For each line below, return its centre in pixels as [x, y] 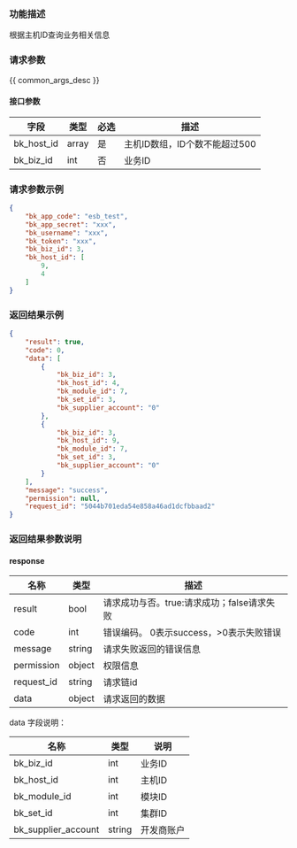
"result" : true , [55, 342]
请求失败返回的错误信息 [152, 650]
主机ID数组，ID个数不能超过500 [190, 143]
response [27, 560]
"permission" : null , [63, 498]
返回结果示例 [37, 314]
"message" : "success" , [67, 490]
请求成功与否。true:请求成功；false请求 [185, 603]
